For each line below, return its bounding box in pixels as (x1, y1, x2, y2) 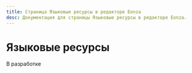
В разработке (6, 60, 42, 68)
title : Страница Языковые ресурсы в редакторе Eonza (6, 8, 141, 15)
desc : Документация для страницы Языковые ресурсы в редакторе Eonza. (6, 14, 187, 21)
